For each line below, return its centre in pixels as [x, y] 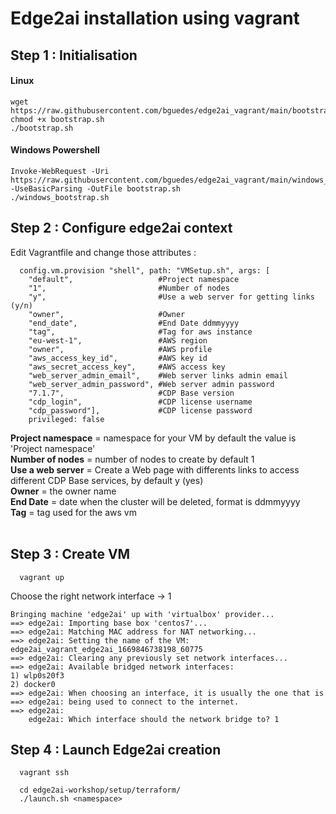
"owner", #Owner [107, 314]
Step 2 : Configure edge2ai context [121, 228]
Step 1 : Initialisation [74, 55]
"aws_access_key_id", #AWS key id [118, 358]
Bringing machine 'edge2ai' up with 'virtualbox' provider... [142, 614]
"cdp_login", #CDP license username [140, 402]
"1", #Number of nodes [129, 288]
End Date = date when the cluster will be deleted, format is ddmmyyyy [155, 501]
